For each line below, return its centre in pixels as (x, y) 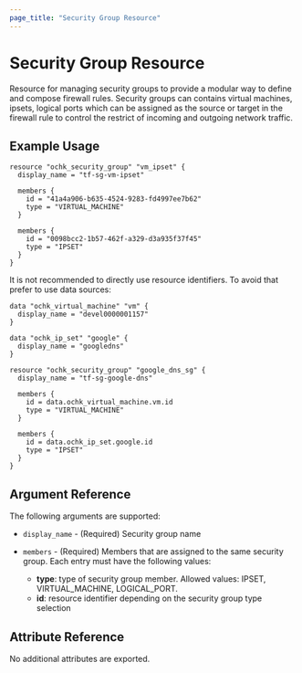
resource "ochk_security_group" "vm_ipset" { (97, 167)
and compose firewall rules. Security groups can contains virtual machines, (151, 98)
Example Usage (55, 146)
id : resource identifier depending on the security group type (149, 598)
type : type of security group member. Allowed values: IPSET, (151, 579)
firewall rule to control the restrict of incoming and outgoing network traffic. (151, 117)
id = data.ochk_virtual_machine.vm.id (99, 403)
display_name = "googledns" (71, 347)
